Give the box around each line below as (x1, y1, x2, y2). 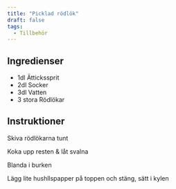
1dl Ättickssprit (17, 73, 60, 82)
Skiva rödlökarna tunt (7, 134, 69, 142)
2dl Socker (17, 81, 49, 89)
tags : (7, 23, 23, 30)
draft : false (7, 17, 45, 24)
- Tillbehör (13, 29, 49, 37)
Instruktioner (7, 116, 65, 127)
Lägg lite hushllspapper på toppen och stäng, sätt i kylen (7, 174, 170, 182)
